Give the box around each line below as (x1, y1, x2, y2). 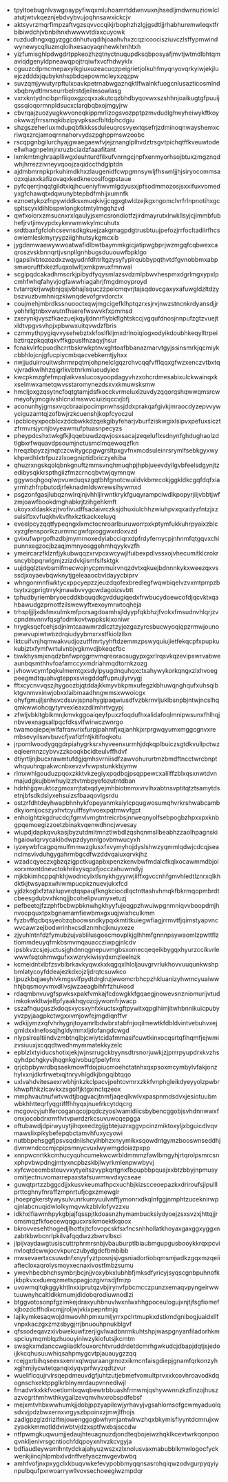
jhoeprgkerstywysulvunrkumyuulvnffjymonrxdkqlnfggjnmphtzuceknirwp (13, 1195, 219, 1203)
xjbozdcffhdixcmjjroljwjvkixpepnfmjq (13, 1305, 118, 1313)
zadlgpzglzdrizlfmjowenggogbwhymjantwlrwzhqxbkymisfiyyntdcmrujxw (13, 1416, 219, 1423)
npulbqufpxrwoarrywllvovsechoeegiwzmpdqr (13, 1467, 143, 1474)
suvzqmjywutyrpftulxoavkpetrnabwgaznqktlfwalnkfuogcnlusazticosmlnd (13, 79, 220, 87)
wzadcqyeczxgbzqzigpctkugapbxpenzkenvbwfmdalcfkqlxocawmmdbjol (13, 857, 219, 866)
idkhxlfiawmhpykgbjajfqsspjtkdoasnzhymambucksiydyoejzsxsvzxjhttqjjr (13, 1210, 218, 1218)
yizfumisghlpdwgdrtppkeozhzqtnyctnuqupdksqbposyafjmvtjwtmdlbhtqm (13, 50, 220, 58)
